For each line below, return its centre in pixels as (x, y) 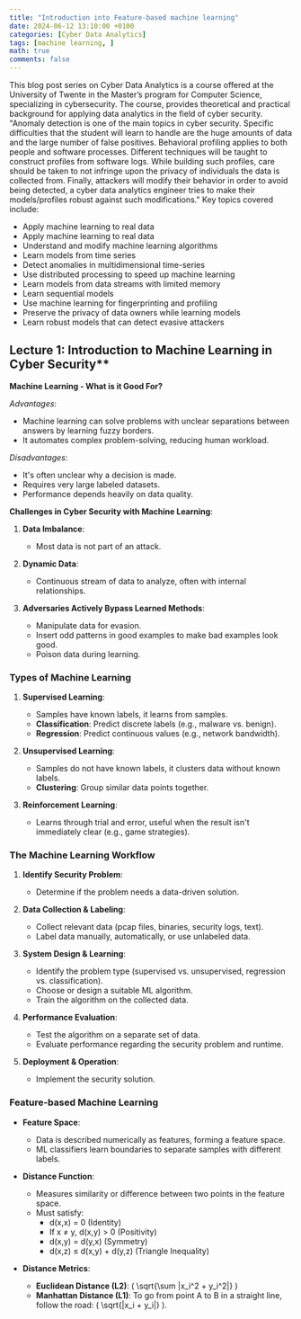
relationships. (61, 591)
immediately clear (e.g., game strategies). (113, 832)
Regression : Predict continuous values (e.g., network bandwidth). (158, 734)
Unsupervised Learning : (68, 751)
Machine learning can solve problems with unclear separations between (156, 421)
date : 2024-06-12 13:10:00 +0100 (72, 26)
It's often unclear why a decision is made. (99, 475)
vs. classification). (69, 981)
